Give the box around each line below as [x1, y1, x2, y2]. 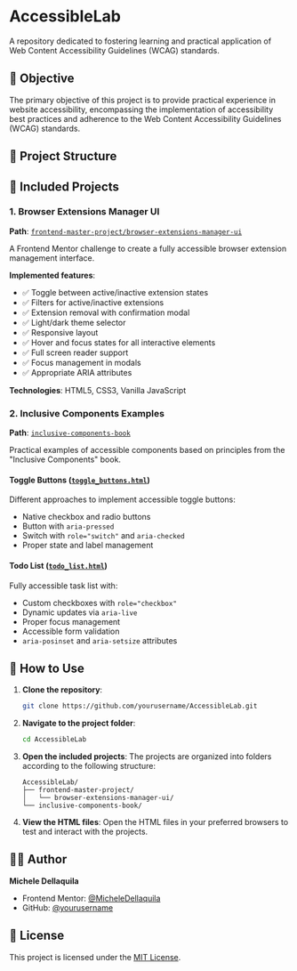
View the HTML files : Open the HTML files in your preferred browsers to [21, 817, 289, 828]
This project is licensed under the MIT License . [9, 951, 181, 962]
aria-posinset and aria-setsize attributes [21, 635, 178, 646]
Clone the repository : [21, 684, 103, 695]
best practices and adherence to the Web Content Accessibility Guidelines [9, 113, 282, 124]
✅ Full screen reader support [21, 347, 129, 358]
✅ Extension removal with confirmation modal [21, 307, 190, 318]
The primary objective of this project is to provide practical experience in [9, 94, 276, 105]
